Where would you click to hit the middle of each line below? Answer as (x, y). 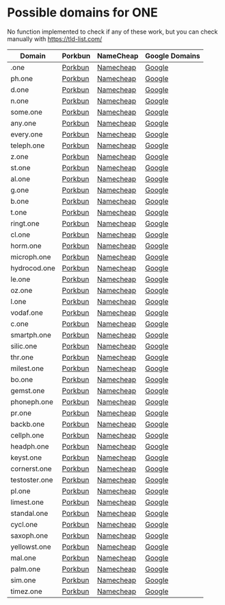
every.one (27, 134)
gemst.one (28, 390)
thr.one (22, 357)
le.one (21, 279)
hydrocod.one (33, 268)
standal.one (29, 513)
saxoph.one (29, 535)
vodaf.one (27, 312)
